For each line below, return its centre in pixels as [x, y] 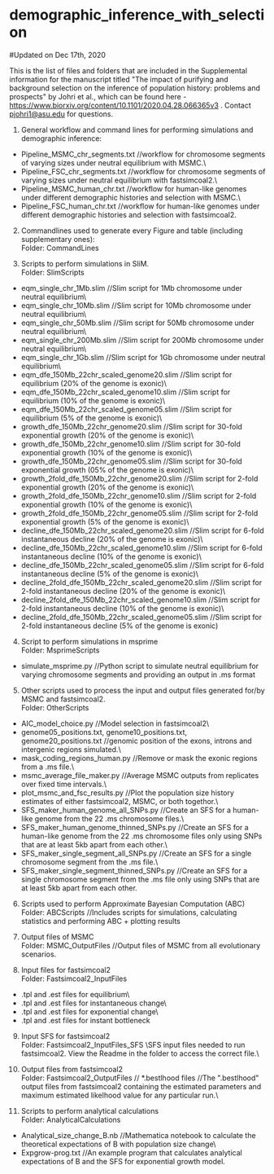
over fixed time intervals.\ [64, 784]
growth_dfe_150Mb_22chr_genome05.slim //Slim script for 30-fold [131, 461]
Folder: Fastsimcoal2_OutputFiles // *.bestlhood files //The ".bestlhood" [140, 1078]
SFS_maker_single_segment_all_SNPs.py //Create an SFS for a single [136, 853]
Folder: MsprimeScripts [60, 650]
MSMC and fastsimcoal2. [63, 699]
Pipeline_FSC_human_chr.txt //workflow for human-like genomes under [140, 206]
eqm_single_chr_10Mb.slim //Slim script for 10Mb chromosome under [136, 305]
